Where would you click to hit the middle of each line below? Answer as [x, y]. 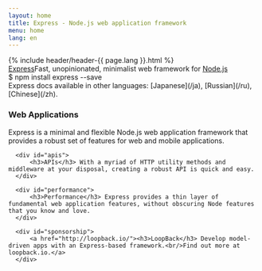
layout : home [30, 15]
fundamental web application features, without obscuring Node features [131, 203]
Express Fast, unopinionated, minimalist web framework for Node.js [118, 69]
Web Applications [43, 114]
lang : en [23, 38]
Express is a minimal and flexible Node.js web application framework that [128, 132]
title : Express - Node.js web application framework [98, 23]
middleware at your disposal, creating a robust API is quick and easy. [131, 169]
